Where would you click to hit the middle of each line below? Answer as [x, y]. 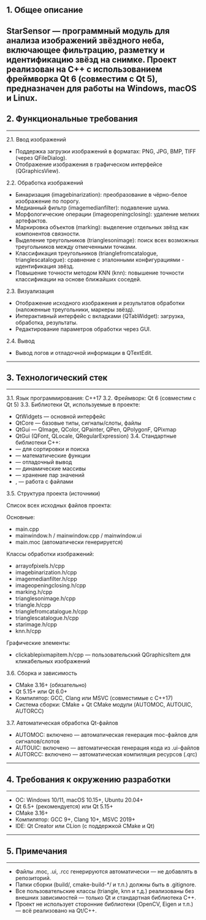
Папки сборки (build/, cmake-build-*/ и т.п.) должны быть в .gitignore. [105, 884]
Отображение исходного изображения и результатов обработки [100, 303]
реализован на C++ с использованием [84, 69]
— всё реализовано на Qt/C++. [56, 911]
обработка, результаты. [46, 322]
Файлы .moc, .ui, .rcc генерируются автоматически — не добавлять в [106, 872]
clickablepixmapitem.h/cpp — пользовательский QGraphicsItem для [103, 655]
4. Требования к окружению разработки [89, 779]
